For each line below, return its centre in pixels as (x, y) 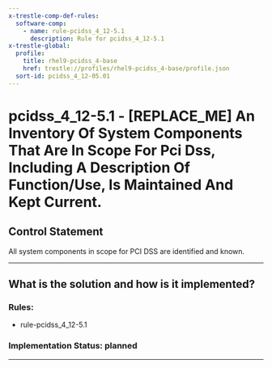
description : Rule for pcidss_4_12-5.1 (97, 38)
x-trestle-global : (39, 46)
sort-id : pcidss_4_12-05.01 (63, 76)
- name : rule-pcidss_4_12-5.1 (74, 31)
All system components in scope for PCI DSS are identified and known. (127, 251)
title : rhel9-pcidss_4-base (70, 61)
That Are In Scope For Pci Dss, (112, 150)
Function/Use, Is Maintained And (121, 185)
